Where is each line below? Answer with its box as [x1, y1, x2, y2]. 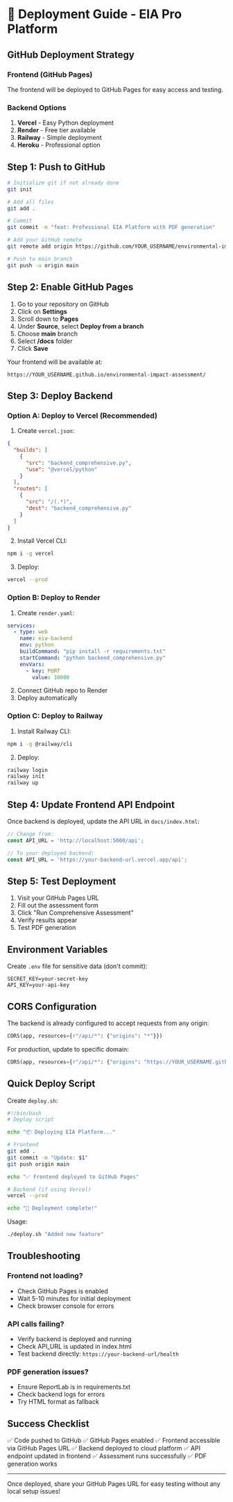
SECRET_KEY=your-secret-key [7, 976, 89, 983]
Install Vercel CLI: [17, 537, 68, 545]
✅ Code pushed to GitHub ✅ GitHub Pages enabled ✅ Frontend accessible [7, 1437, 221, 1445]
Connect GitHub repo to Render [17, 686, 108, 695]
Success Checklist [7, 1418, 90, 1430]
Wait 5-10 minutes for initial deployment [17, 1294, 131, 1302]
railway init [7, 773, 45, 780]
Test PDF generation [17, 924, 76, 932]
